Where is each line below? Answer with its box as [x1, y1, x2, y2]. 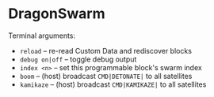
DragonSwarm [8, 5, 105, 23]
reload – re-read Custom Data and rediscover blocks [19, 46, 193, 55]
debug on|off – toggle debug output [19, 54, 137, 64]
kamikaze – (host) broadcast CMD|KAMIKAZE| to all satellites [19, 80, 207, 89]
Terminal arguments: [8, 31, 76, 40]
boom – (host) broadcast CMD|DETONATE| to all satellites [19, 71, 193, 80]
